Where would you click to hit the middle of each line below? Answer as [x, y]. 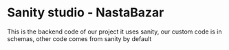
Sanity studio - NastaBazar [86, 13]
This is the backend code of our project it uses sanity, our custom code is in [115, 32]
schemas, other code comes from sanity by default [79, 38]
